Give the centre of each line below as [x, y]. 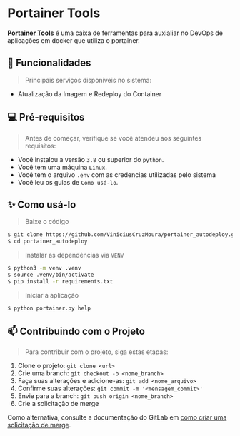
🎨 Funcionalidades [49, 63]
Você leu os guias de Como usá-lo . [68, 182]
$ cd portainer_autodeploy [47, 242]
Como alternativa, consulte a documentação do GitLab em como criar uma [117, 417]
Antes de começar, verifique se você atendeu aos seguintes [113, 138]
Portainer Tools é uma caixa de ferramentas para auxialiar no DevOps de [115, 33]
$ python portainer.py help [49, 308]
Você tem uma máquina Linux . [62, 167]
